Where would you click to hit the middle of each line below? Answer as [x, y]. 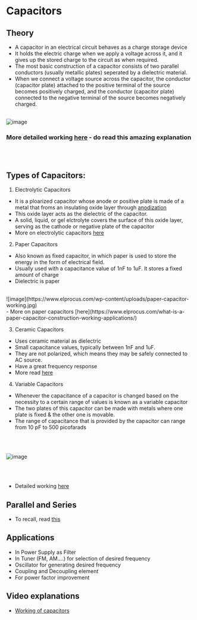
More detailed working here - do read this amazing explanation [99, 137]
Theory [20, 33]
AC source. [29, 360]
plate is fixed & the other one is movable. [65, 415]
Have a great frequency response [56, 367]
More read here [34, 372]
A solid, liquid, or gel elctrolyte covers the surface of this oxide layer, [99, 220]
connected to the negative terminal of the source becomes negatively [100, 98]
